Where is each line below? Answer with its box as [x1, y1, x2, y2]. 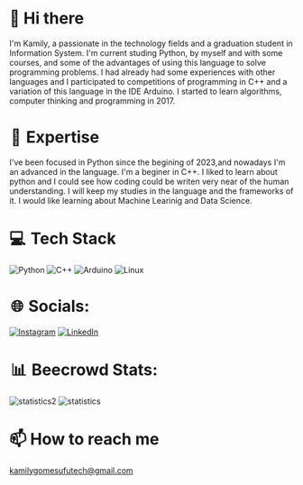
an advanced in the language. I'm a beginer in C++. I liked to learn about [9, 166, 278, 177]
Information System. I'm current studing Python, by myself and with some [9, 47, 283, 58]
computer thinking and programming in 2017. [9, 95, 176, 106]
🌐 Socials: [10, 297, 90, 316]
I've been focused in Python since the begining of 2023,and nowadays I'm [9, 157, 286, 168]
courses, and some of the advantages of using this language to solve [9, 57, 266, 68]
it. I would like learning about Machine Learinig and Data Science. [9, 195, 252, 206]
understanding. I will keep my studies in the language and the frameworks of [9, 185, 294, 197]
